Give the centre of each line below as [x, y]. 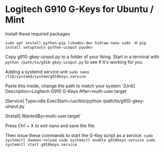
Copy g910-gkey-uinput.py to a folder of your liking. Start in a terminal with [82, 57]
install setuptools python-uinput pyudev [49, 47]
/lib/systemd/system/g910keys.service [45, 76]
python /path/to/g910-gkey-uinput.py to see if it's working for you [74, 62]
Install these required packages [37, 34]
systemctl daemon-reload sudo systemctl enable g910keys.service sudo [80, 140]
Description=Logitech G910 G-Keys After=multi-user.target [66, 91]
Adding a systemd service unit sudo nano [47, 72]
